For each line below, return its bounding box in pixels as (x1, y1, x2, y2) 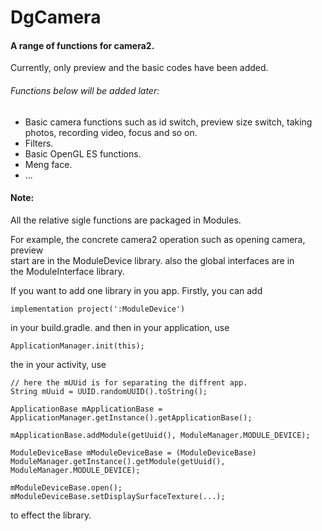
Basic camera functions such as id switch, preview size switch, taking (24, 116, 313, 128)
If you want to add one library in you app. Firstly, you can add (10, 284, 263, 296)
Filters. (24, 137, 54, 149)
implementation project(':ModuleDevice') (10, 304, 186, 314)
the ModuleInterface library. (10, 265, 125, 277)
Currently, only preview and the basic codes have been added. (10, 62, 269, 74)
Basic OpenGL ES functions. (24, 147, 142, 160)
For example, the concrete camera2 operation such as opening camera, (10, 233, 306, 245)
